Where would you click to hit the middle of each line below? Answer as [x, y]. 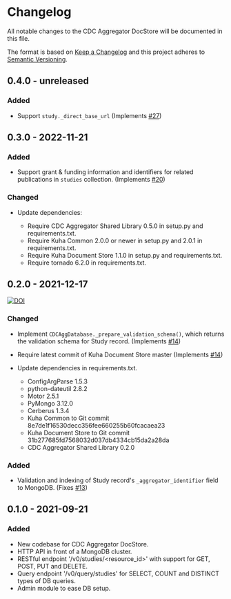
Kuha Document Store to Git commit [78, 432]
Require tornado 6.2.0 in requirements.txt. [87, 263]
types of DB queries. [46, 580]
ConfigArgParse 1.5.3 [58, 381]
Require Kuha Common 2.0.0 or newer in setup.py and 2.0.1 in [115, 240]
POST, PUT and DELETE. [52, 566]
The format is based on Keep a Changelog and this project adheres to [106, 52]
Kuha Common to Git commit [68, 418]
